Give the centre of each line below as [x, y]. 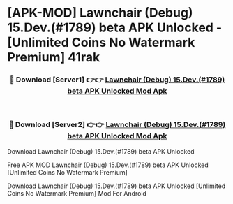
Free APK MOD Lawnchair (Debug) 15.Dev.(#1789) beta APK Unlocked [108, 165]
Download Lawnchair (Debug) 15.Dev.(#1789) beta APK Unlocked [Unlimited [116, 186]
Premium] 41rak [54, 58]
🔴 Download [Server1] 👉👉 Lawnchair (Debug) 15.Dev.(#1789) [117, 80]
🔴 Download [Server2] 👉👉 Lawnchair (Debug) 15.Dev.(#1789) [117, 125]
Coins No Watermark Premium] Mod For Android [77, 193]
